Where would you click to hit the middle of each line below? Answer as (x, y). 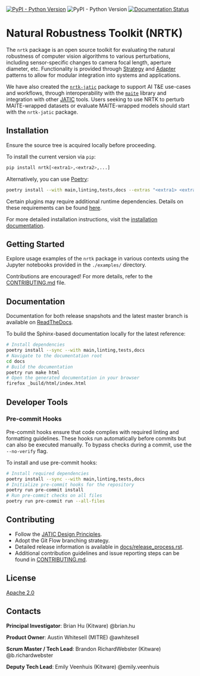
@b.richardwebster (30, 655)
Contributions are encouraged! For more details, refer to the (79, 277)
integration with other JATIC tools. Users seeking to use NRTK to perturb (95, 99)
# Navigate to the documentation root (54, 356)
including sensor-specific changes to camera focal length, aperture (89, 62)
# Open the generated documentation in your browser (73, 378)
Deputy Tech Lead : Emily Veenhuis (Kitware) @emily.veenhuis (83, 666)
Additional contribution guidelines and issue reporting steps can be (97, 553)
